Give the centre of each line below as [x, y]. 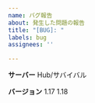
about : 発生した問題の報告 [47, 23]
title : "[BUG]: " [36, 30]
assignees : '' [31, 45]
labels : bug [27, 37]
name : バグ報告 [30, 15]
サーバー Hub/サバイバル [47, 75]
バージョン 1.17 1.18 [38, 92]
